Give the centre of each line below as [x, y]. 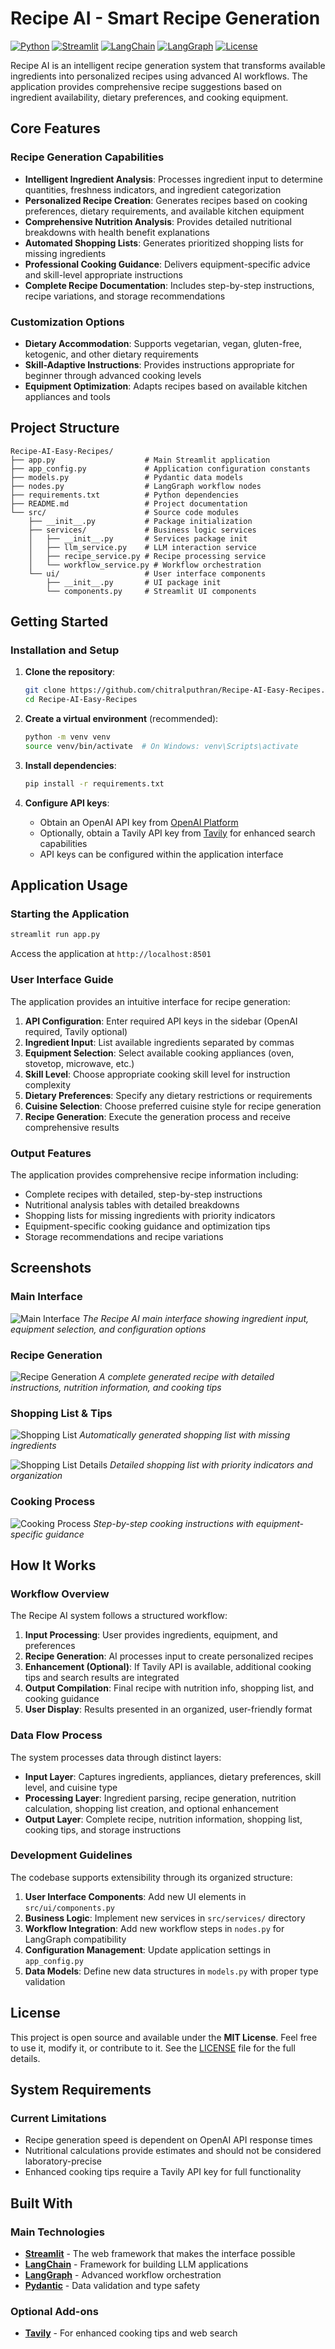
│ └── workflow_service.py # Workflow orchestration [145, 565]
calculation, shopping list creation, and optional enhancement [151, 1808]
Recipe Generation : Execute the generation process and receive [158, 1116]
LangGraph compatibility [75, 1939]
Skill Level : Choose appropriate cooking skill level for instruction [157, 1074]
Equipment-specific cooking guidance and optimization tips [147, 1226]
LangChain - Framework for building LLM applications [136, 2264]
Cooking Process [53, 1502]
